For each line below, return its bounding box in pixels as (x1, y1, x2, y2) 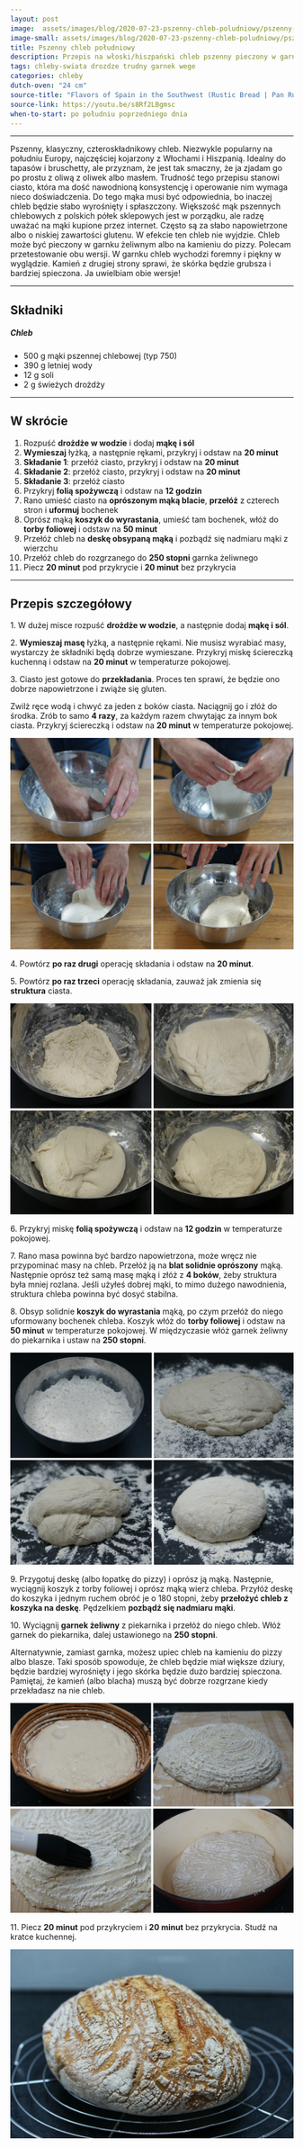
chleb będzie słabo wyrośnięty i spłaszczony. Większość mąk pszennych (10, 201, 281, 211)
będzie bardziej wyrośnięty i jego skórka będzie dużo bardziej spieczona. (10, 1666, 282, 1676)
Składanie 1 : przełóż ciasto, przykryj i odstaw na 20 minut (22, 456, 239, 467)
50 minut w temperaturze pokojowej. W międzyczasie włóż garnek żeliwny (10, 1326, 289, 1336)
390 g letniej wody (22, 360, 93, 371)
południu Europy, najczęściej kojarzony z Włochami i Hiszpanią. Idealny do (10, 153, 287, 164)
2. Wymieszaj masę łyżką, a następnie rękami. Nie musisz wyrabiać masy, (10, 637, 287, 648)
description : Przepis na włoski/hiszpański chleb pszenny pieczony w (10, 52, 277, 62)
